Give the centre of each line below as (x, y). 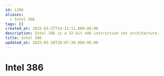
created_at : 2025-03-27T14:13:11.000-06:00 (52, 29)
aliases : (14, 15)
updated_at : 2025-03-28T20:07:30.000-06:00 (52, 43)
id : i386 (14, 10)
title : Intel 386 (24, 38)
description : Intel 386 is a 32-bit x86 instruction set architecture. (82, 33)
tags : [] (14, 24)
